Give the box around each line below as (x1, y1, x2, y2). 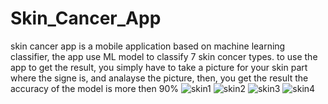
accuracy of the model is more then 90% (10, 82, 179, 94)
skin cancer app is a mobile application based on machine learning (10, 40, 286, 52)
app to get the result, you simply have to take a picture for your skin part (10, 61, 308, 73)
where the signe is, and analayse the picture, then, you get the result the (10, 72, 309, 84)
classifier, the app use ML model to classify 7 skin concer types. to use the (10, 50, 318, 62)
